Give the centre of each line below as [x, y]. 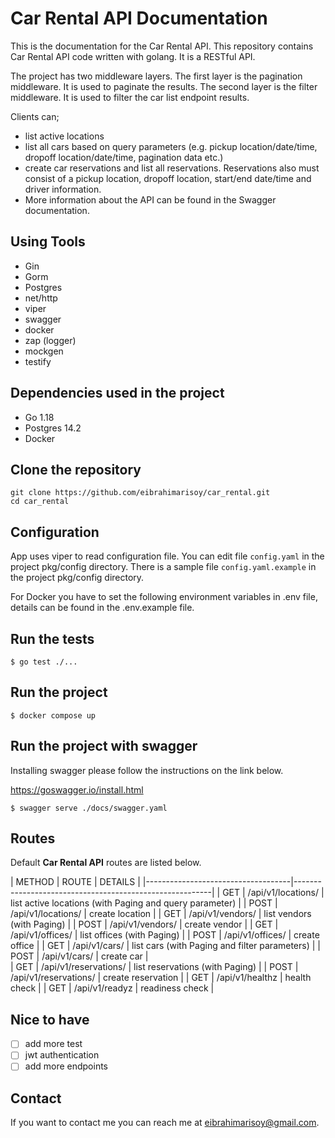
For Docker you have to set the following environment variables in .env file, [164, 597]
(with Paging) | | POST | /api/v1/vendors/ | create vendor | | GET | [144, 924]
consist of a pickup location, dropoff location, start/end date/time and [168, 178]
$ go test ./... [44, 662]
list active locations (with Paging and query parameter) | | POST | [144, 903]
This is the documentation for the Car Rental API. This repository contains [162, 46]
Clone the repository [76, 469]
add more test [53, 1044]
